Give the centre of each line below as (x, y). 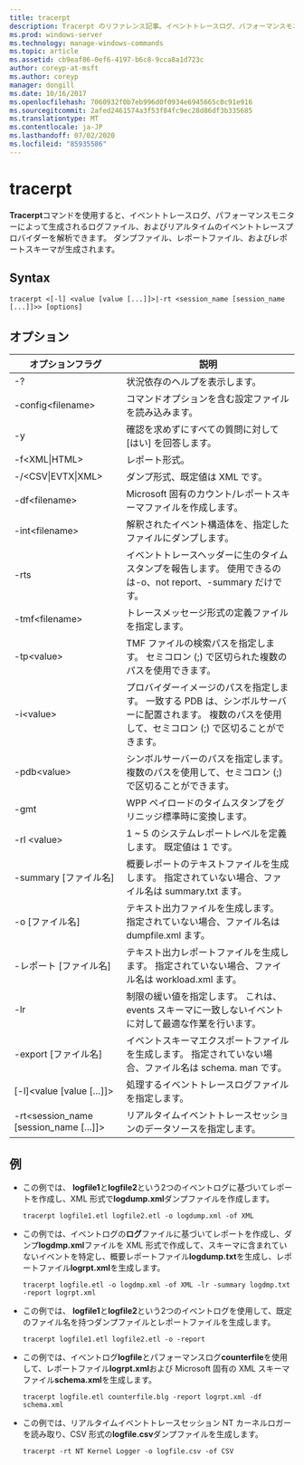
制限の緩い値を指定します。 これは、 (204, 997)
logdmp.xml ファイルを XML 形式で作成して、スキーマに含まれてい (163, 1245)
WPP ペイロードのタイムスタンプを (201, 803)
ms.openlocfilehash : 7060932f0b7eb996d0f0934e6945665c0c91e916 (131, 102)
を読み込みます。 (162, 413)
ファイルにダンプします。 (180, 538)
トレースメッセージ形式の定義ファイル (208, 613)
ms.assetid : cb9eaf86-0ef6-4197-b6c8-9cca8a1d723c (107, 60)
